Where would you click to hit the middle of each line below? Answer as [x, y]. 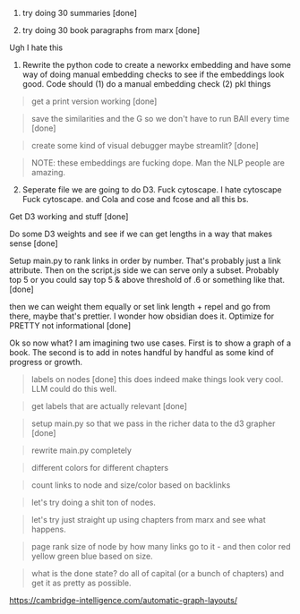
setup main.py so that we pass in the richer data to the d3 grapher [153, 423]
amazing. [48, 172]
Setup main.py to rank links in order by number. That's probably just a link [146, 260]
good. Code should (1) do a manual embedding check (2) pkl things [146, 84]
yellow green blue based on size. [92, 556]
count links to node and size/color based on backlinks [131, 485]
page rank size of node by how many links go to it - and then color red [161, 546]
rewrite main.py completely [81, 450]
